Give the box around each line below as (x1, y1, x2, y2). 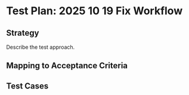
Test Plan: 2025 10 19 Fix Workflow (6, 4, 183, 18)
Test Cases (6, 81, 49, 91)
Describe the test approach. (6, 43, 75, 50)
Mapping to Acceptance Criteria (6, 61, 128, 71)
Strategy (6, 28, 39, 38)
